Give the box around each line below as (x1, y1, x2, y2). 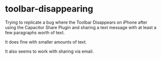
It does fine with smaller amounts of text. (5, 39, 87, 44)
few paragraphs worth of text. (5, 29, 65, 35)
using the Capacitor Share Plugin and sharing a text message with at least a (5, 24, 157, 30)
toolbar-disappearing (5, 3, 93, 15)
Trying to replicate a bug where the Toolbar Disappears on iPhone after (5, 19, 147, 25)
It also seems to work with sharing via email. (5, 48, 94, 54)
